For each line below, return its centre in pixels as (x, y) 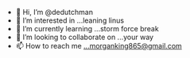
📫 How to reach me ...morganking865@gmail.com (99, 46)
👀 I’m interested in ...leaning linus (70, 20)
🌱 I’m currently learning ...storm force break (87, 29)
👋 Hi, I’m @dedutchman (54, 12)
